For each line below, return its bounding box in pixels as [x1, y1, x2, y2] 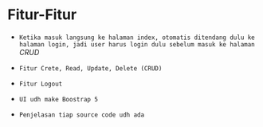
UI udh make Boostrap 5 [18, 95, 99, 103]
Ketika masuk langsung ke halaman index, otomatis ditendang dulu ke [18, 34, 256, 42]
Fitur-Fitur [7, 6, 77, 24]
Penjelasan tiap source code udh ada [18, 110, 145, 119]
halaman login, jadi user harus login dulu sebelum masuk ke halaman [18, 40, 256, 49]
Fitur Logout [18, 80, 63, 88]
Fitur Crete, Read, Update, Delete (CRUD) [18, 64, 163, 73]
